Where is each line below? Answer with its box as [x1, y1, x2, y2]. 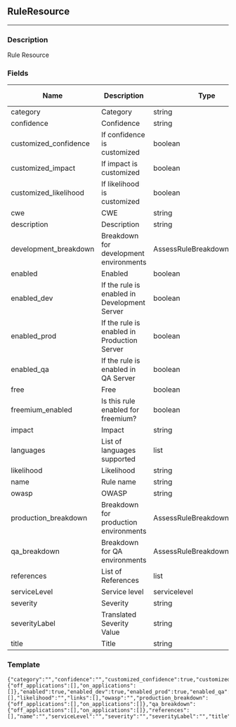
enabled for [101, 405, 139, 415]
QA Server [101, 373, 136, 383]
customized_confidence [11, 139, 90, 148]
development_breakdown [11, 244, 95, 254]
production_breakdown [11, 513, 88, 523]
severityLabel [11, 619, 56, 629]
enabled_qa [11, 365, 49, 375]
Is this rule [101, 397, 136, 406]
